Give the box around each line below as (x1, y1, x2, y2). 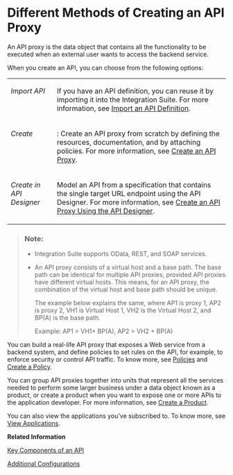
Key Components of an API (7, 446, 85, 455)
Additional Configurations (7, 460, 80, 468)
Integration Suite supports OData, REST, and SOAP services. (34, 250, 207, 258)
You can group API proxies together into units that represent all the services (7, 376, 224, 385)
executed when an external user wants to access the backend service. (7, 50, 209, 58)
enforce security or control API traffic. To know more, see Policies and (7, 355, 208, 364)
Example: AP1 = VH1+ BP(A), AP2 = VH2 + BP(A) (34, 327, 173, 335)
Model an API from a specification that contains (56, 179, 212, 189)
